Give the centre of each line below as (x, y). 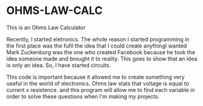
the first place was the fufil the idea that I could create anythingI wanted (97, 46)
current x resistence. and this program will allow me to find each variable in (101, 90)
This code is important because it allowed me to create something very (95, 77)
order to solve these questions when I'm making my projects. (83, 96)
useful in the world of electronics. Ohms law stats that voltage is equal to (98, 83)
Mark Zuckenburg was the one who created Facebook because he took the (101, 52)
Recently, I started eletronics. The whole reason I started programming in (98, 39)
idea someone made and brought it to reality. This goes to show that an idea (102, 58)
